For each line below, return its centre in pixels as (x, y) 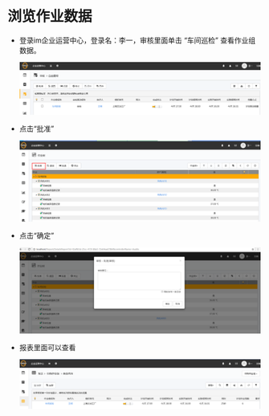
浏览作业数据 (50, 16)
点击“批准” (37, 128)
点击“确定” (37, 235)
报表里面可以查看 (47, 348)
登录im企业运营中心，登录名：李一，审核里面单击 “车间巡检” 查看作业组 (137, 40)
